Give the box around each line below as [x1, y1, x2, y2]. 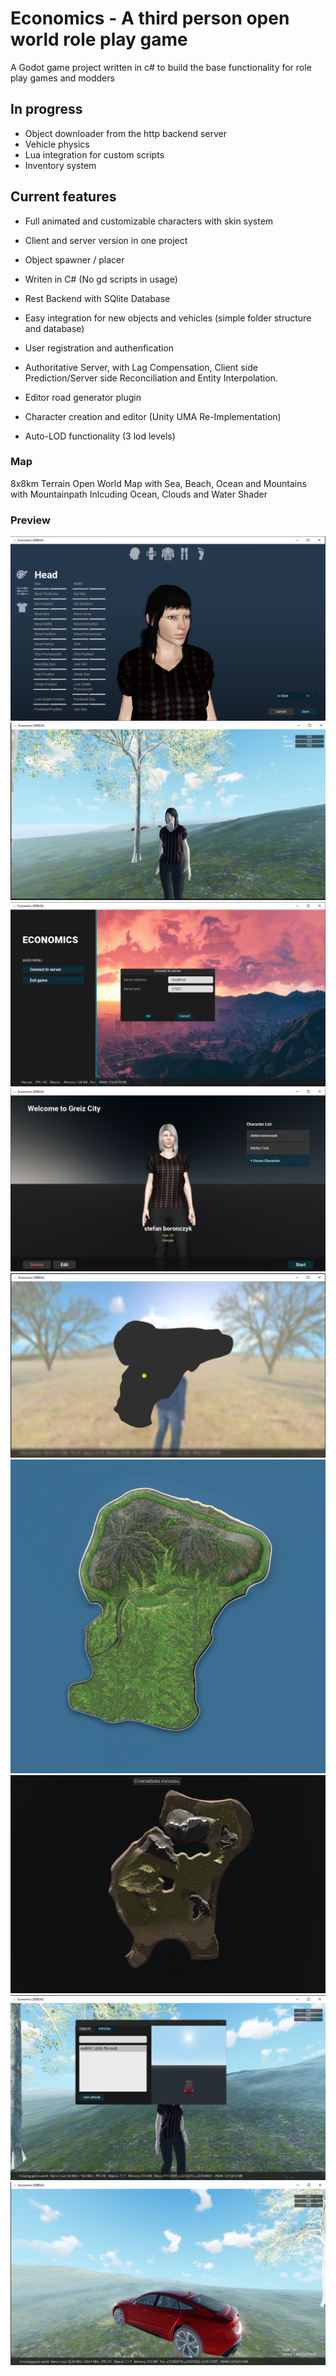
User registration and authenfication [24, 342, 175, 354]
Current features [10, 188, 117, 206]
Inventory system [24, 159, 97, 171]
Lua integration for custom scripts [24, 148, 165, 161]
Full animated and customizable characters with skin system [24, 215, 274, 227]
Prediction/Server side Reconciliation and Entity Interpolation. [24, 372, 278, 384]
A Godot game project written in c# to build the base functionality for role [10, 61, 312, 73]
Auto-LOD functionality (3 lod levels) [24, 430, 176, 442]
